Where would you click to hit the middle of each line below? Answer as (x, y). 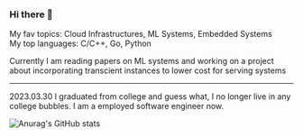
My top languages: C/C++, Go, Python (80, 43)
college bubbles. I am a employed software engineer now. (117, 106)
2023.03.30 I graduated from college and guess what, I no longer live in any (150, 97)
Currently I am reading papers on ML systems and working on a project (142, 61)
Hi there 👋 (32, 14)
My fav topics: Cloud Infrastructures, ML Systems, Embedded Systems (141, 34)
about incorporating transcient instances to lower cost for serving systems (148, 70)
